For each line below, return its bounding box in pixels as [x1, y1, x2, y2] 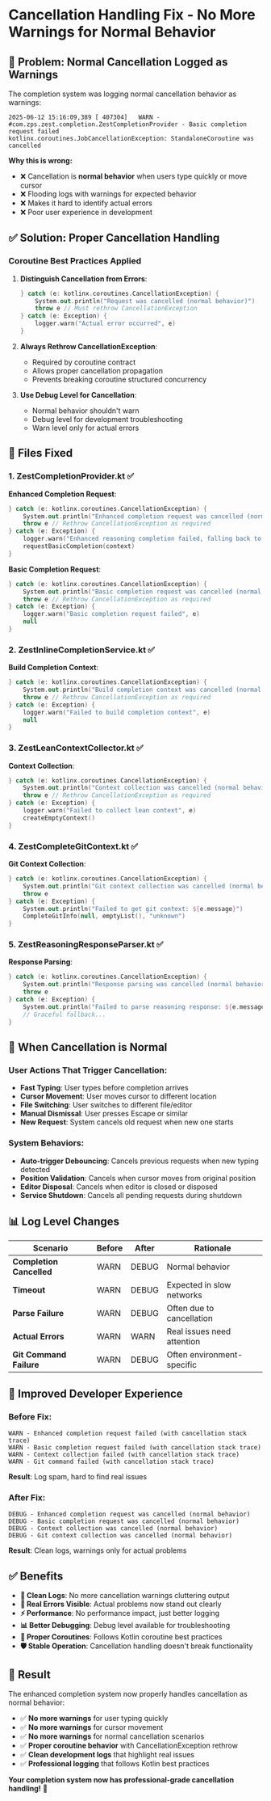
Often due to [166, 1303, 215, 1314]
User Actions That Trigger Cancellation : [8, 1065, 168, 1076]
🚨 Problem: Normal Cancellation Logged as [8, 55, 228, 69]
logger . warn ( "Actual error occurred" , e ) [35, 319, 176, 328]
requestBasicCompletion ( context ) [23, 542, 135, 550]
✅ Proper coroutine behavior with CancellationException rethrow [19, 1740, 238, 1750]
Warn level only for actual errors [31, 423, 140, 432]
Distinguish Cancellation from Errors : [19, 273, 148, 284]
